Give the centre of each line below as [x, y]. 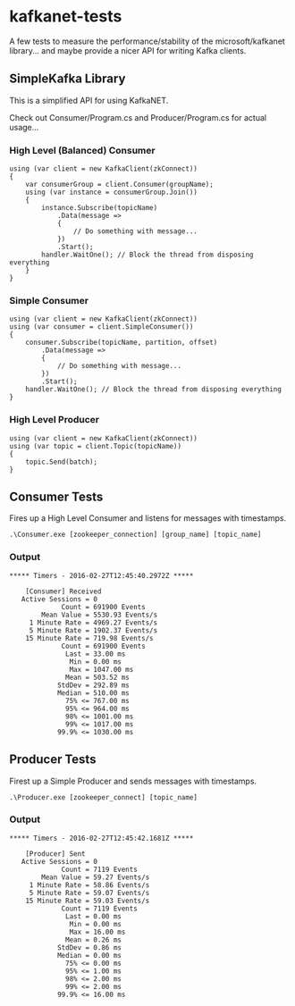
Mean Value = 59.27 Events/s [96, 877]
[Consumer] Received [63, 591]
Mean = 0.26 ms [94, 940]
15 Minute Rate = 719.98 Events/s [89, 638]
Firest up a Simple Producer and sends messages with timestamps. [133, 781]
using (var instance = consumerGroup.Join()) [112, 193]
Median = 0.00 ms [89, 955]
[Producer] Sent [56, 854]
